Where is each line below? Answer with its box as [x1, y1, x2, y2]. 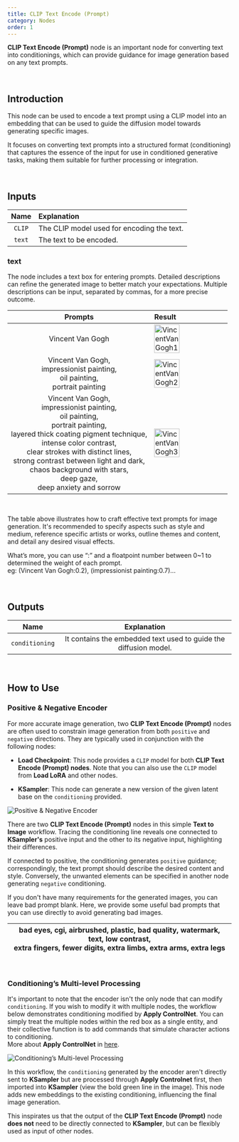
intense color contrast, [41, 438, 117, 448]
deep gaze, [60, 474, 98, 484]
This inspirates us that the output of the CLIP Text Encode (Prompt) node [7, 1112, 223, 1121]
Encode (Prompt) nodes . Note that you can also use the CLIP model [17, 763, 217, 772]
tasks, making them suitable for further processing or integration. [7, 156, 198, 165]
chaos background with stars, [29, 464, 129, 474]
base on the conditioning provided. [17, 792, 122, 801]
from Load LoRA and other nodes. [17, 771, 118, 779]
